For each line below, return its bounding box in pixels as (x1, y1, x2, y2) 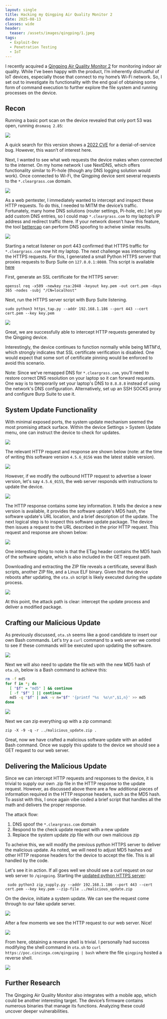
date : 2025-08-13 (5, 17, 41, 22)
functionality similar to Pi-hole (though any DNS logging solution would (5, 167, 151, 173)
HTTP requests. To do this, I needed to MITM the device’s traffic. (5, 202, 138, 208)
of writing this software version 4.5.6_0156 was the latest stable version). (5, 454, 156, 460)
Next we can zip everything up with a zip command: (5, 718, 112, 724)
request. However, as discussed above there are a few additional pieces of (5, 786, 159, 792)
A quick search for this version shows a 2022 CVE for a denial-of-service (5, 142, 156, 148)
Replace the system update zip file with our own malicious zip (12, 832, 140, 838)
